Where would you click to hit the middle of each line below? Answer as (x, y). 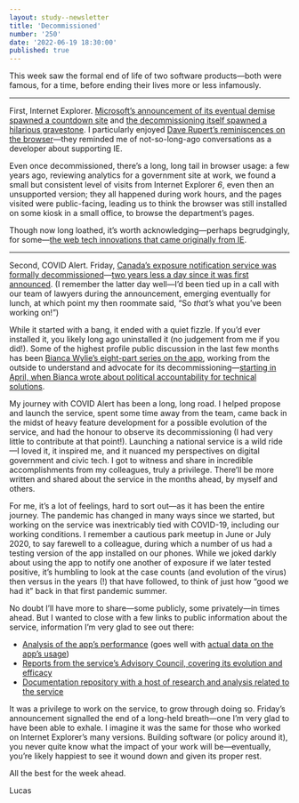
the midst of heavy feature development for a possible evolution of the (138, 422)
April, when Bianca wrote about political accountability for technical (133, 377)
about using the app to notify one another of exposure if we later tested (140, 563)
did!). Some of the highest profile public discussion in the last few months (144, 349)
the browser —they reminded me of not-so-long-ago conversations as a (141, 140)
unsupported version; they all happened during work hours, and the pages (145, 194)
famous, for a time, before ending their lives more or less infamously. (135, 85)
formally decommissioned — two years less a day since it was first (129, 275)
